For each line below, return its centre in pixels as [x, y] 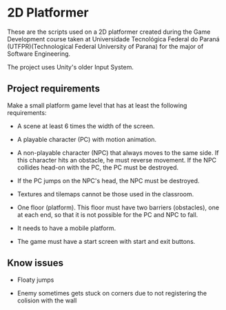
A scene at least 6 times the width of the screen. [86, 126]
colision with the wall [47, 300]
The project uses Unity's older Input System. [71, 67]
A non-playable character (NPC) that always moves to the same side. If [118, 152]
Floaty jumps [35, 280]
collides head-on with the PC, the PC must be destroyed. [98, 167]
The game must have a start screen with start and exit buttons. [106, 241]
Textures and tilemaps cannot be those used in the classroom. [105, 194]
